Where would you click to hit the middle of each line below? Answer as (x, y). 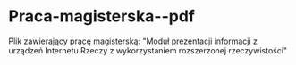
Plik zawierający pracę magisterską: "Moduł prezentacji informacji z (133, 41)
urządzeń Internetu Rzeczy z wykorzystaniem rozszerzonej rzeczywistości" (148, 50)
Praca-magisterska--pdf (102, 16)
